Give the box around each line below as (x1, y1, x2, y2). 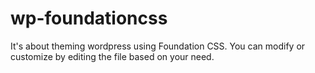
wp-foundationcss (10, 7, 168, 30)
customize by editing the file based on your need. (10, 50, 215, 62)
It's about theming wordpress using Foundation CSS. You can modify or (10, 40, 306, 52)
